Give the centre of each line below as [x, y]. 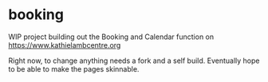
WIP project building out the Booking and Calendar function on [111, 37]
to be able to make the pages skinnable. [74, 68]
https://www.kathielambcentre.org [65, 45]
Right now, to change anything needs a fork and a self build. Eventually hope [134, 61]
